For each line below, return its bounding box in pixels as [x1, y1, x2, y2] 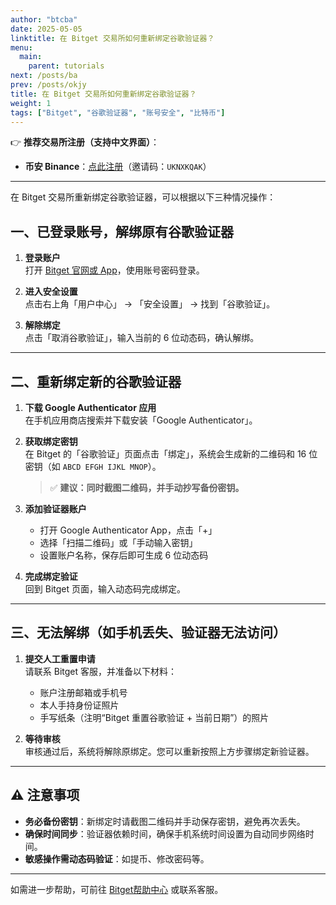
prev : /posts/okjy [10, 80, 87, 90]
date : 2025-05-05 [10, 24, 83, 34]
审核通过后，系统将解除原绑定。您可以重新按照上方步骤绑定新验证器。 [24, 745, 315, 757]
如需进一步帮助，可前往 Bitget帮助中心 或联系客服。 [10, 883, 224, 895]
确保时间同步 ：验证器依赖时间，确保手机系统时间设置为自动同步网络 [24, 827, 306, 840]
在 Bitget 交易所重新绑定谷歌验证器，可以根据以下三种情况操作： [10, 191, 277, 203]
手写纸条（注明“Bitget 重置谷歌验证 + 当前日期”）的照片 [39, 711, 270, 723]
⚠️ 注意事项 [10, 787, 80, 804]
